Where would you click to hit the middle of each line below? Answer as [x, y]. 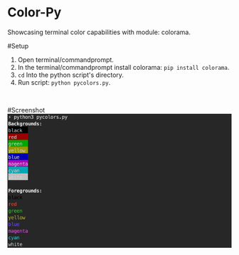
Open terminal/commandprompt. [65, 59]
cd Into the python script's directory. [71, 75]
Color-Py [34, 12]
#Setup [18, 46]
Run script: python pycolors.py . [64, 82]
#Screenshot [26, 110]
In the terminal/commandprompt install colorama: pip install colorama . [123, 67]
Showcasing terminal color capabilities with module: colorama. [99, 32]
